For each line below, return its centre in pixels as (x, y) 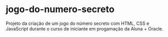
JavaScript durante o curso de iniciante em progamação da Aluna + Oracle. (85, 28)
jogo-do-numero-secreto (60, 9)
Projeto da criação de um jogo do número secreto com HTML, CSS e (77, 23)
